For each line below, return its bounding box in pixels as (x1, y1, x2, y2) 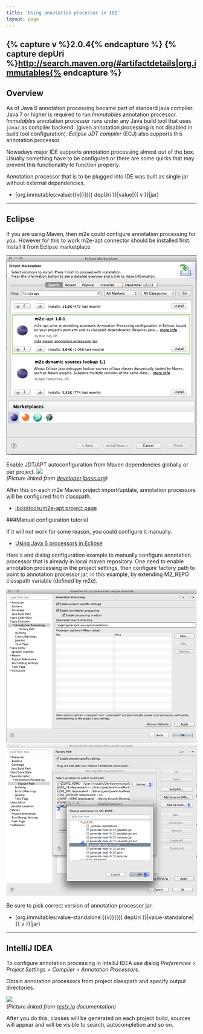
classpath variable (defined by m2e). (6, 577, 98, 584)
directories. (6, 984, 35, 991)
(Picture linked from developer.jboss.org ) (6, 474, 108, 482)
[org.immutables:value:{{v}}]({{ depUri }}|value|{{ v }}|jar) (14, 191, 159, 198)
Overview (6, 88, 44, 99)
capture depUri (6, 48, 65, 59)
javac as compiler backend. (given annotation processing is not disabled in (6, 123, 193, 131)
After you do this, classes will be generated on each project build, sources (6, 1014, 191, 1022)
